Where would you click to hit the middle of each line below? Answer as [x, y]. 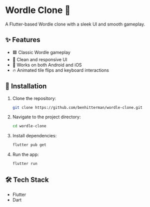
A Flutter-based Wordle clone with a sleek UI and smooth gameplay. [75, 24]
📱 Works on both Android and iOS [47, 65]
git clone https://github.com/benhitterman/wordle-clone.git [77, 107]
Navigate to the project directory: [46, 117]
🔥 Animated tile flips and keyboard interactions [60, 70]
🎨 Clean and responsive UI [40, 59]
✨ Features [23, 40]
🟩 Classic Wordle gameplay [41, 52]
